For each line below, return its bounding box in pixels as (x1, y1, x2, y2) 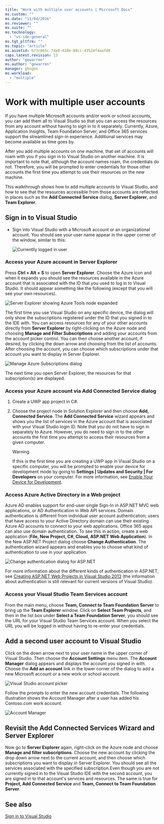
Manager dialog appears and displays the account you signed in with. (5, 660, 146, 666)
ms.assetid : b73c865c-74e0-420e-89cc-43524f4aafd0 (5, 48, 111, 53)
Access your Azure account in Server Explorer (5, 259, 117, 265)
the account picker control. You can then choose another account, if (5, 335, 143, 341)
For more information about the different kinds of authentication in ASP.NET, (5, 568, 159, 574)
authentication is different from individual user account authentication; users (5, 513, 159, 519)
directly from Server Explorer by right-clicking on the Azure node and (5, 325, 146, 331)
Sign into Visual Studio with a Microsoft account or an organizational (12, 226, 150, 233)
